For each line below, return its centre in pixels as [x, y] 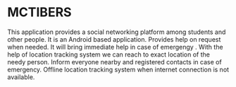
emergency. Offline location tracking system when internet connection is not [118, 69]
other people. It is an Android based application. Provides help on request [114, 39]
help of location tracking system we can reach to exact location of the [108, 54]
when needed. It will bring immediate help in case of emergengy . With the [115, 47]
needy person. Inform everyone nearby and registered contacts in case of [114, 62]
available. [21, 77]
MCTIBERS [39, 12]
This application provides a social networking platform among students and [117, 32]
